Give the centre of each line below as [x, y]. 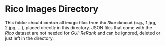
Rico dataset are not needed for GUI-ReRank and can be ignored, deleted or [83, 33]
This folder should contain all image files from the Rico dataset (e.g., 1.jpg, [81, 23]
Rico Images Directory [52, 9]
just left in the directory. [29, 38]
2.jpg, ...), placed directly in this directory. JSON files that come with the [79, 27]
